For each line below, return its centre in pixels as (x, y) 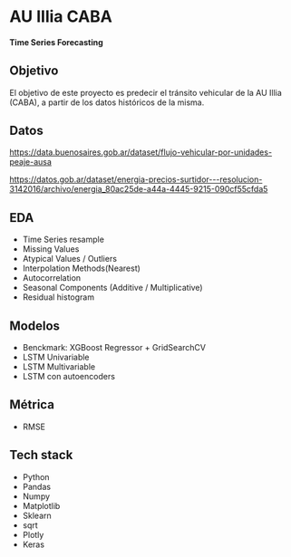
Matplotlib (41, 505)
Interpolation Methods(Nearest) (81, 268)
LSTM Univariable (56, 357)
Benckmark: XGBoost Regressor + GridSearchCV (114, 348)
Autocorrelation (52, 278)
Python (36, 476)
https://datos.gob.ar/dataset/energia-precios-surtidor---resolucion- (136, 179)
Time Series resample (63, 240)
